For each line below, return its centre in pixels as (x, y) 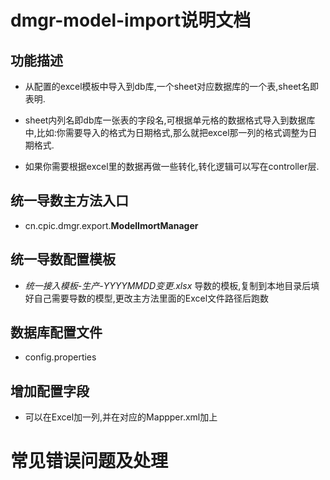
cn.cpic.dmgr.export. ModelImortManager (111, 225)
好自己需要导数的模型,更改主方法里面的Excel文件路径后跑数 (147, 298)
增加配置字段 (50, 391)
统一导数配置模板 (63, 259)
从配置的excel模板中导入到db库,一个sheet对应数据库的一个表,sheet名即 (171, 86)
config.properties (60, 357)
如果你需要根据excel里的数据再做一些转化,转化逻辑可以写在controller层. (172, 166)
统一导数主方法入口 (69, 201)
